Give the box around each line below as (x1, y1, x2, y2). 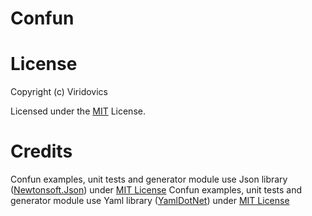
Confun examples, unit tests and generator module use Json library (10, 173, 288, 186)
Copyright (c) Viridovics (10, 86, 108, 98)
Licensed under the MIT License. (10, 105, 146, 117)
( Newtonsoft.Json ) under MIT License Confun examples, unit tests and (10, 184, 303, 196)
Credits (10, 140, 73, 163)
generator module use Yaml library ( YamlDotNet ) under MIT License (10, 195, 290, 207)
